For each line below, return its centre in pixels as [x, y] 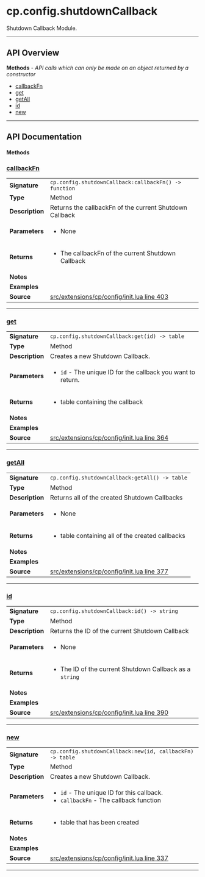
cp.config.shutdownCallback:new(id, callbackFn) [122, 752]
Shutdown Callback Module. [42, 28]
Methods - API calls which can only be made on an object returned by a [98, 68]
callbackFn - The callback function [111, 800]
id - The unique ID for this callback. [112, 793]
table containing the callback [102, 402]
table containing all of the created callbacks [123, 535]
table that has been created [99, 823]
